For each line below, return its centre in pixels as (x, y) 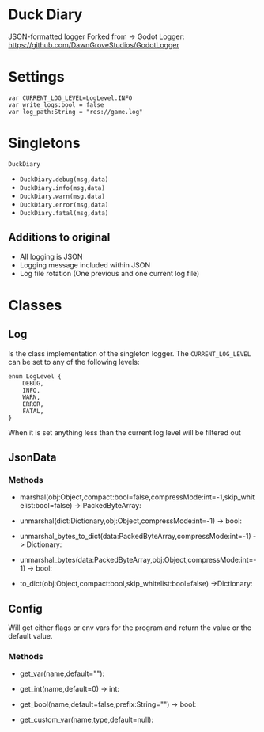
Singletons (44, 143)
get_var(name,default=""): (62, 673)
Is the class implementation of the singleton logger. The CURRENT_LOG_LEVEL (130, 353)
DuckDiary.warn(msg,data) (62, 196)
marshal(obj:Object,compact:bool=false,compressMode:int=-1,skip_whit (137, 497)
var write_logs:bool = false (56, 104)
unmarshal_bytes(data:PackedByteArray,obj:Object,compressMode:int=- (138, 560)
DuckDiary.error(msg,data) (64, 205)
